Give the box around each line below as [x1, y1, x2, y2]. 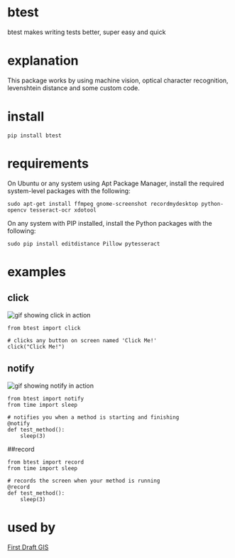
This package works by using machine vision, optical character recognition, [7, 76, 229, 84]
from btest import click [7, 324, 81, 332]
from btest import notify [7, 395, 84, 402]
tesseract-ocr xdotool [29, 207, 97, 214]
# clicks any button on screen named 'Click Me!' [7, 337, 158, 344]
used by [7, 519, 56, 535]
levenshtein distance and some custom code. [7, 83, 141, 92]
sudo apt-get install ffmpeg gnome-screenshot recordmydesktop [7, 200, 199, 207]
